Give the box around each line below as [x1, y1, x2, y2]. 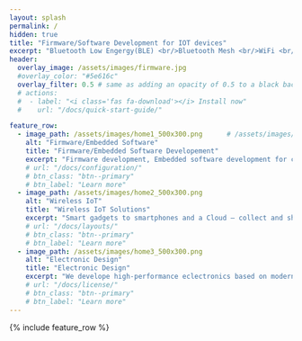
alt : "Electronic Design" [25, 256, 123, 265]
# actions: [17, 88, 58, 97]
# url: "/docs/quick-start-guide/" [17, 105, 164, 114]
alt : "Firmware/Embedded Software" [25, 139, 159, 148]
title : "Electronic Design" [25, 264, 130, 273]
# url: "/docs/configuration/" [25, 163, 143, 172]
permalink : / [9, 22, 58, 31]
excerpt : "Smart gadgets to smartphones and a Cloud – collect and [25, 213, 283, 222]
